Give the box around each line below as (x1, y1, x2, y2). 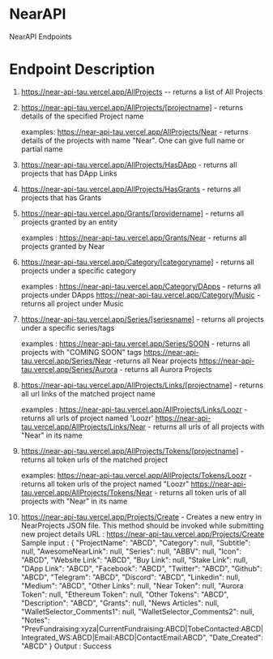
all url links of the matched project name (20, 388, 156, 398)
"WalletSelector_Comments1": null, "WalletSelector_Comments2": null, (20, 606, 254, 616)
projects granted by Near (20, 241, 105, 251)
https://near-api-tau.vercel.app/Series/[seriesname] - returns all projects (20, 314, 264, 324)
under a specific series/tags (20, 323, 115, 332)
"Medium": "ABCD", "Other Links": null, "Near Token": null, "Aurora (20, 580, 244, 590)
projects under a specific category (20, 265, 137, 276)
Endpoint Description (9, 60, 156, 79)
